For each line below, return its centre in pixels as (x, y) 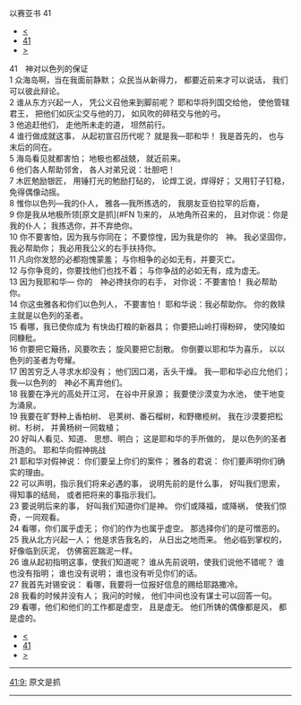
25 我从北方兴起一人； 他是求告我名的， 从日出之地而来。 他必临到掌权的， (148, 540)
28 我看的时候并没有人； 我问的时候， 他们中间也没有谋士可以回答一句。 (143, 596)
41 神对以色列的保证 (49, 69)
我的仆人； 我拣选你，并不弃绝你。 (73, 226)
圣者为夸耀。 (56, 360)
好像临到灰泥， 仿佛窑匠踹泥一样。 (73, 551)
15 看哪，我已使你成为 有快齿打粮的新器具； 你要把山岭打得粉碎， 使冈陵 (143, 326)
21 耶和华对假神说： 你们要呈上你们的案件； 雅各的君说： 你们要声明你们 (143, 461)
